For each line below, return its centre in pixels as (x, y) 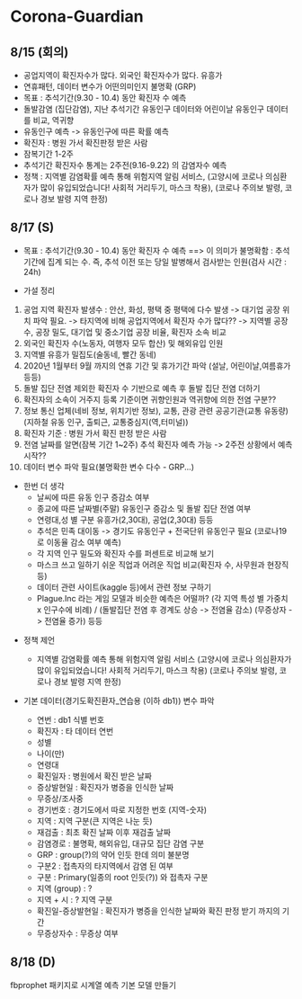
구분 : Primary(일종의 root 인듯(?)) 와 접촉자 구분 (122, 877)
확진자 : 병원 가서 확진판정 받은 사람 (85, 143)
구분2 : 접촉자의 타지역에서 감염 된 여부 (105, 866)
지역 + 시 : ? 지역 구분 (75, 899)
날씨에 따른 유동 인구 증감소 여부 (93, 497)
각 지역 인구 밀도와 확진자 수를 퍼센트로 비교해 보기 (125, 553)
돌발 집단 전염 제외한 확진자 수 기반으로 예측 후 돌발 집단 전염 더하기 (142, 388)
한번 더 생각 (44, 486)
